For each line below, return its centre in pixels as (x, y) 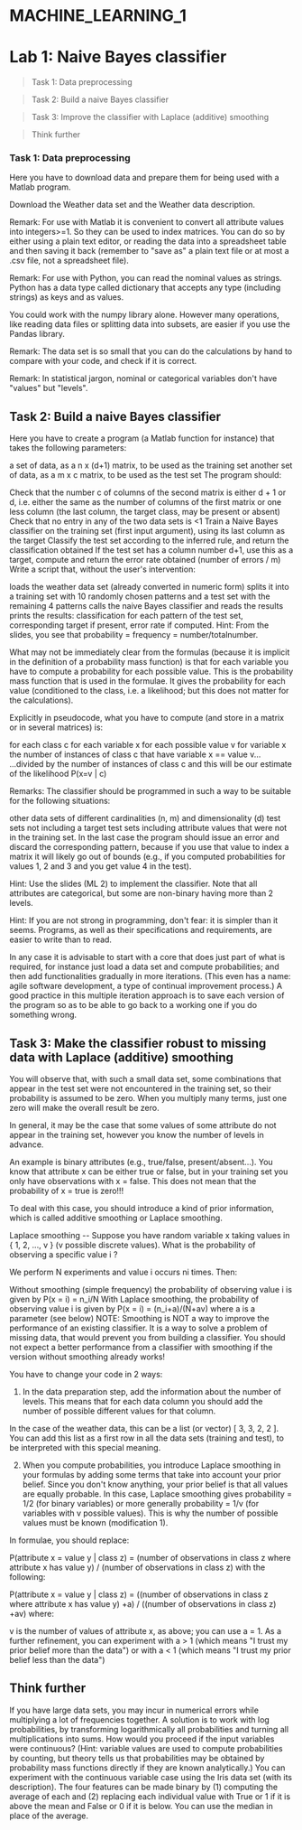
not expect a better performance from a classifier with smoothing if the (141, 1348)
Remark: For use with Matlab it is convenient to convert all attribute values (146, 222)
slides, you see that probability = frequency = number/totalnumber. (134, 635)
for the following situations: (60, 801)
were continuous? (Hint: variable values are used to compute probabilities (146, 1748)
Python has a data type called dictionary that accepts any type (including (145, 288)
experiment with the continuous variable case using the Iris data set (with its (151, 1777)
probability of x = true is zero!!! (67, 1191)
